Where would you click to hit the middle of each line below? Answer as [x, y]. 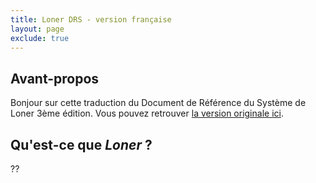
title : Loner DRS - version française [91, 19]
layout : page [37, 29]
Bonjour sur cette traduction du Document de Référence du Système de [158, 103]
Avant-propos [55, 78]
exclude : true [40, 38]
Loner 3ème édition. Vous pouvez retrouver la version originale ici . [147, 113]
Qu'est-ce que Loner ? [81, 144]
